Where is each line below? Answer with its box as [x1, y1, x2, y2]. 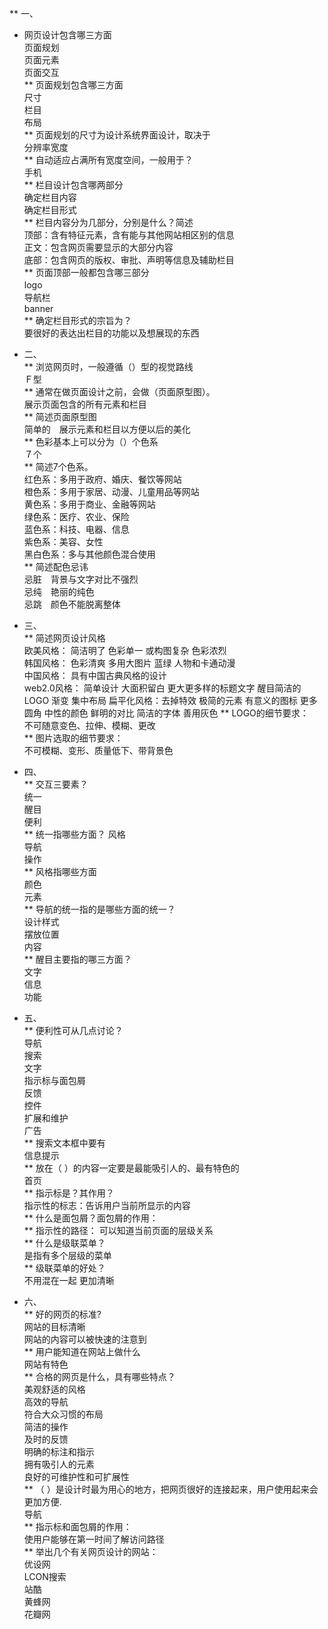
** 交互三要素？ [23, 778, 89, 790]
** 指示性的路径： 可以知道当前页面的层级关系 [23, 1225, 214, 1236]
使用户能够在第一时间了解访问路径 [23, 1533, 165, 1545]
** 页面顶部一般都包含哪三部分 [23, 267, 150, 278]
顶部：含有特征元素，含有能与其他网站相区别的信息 [23, 229, 235, 241]
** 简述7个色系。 [23, 461, 94, 472]
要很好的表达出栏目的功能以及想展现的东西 [23, 327, 200, 339]
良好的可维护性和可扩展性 [23, 1471, 130, 1482]
